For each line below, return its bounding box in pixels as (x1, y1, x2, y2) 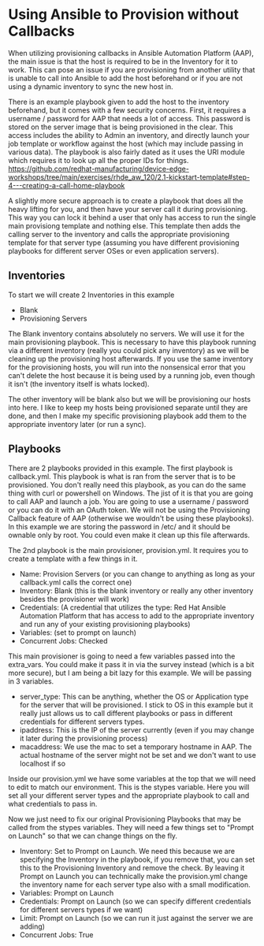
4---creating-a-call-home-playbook (8, 180, 125, 190)
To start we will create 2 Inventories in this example (8, 290, 175, 299)
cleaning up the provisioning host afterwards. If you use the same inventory (8, 354, 254, 363)
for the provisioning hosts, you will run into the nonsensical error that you (8, 362, 246, 372)
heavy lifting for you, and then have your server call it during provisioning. (8, 204, 248, 213)
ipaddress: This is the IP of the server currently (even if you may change (19, 725, 255, 734)
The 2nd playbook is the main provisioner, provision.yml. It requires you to (8, 545, 249, 555)
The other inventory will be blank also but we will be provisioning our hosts (8, 394, 251, 403)
